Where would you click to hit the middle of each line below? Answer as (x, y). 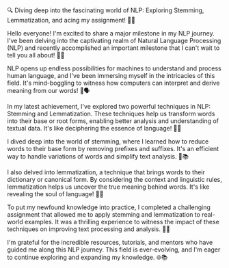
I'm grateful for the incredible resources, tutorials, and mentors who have (110, 242)
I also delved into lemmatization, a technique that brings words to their (106, 172)
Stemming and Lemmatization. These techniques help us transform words (111, 113)
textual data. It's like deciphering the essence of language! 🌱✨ (94, 128)
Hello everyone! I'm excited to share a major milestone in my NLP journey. (111, 33)
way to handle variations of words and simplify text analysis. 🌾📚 (98, 156)
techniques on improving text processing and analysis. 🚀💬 (89, 229)
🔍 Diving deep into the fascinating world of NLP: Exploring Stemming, (106, 10)
